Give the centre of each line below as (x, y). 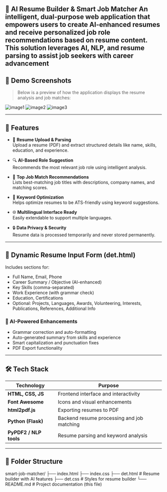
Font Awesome (26, 402)
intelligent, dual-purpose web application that (78, 17)
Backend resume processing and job (100, 418)
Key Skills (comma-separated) (43, 287)
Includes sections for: (27, 267)
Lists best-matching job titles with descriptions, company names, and (83, 183)
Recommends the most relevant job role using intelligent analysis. (80, 168)
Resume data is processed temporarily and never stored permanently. (84, 235)
